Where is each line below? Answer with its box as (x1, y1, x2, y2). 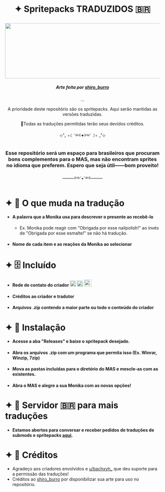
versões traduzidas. (62, 112, 103, 117)
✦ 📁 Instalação (5, 322, 66, 333)
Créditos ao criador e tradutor (12, 293, 75, 299)
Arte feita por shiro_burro (55, 84, 110, 90)
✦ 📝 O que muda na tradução (5, 198, 125, 208)
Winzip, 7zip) (12, 355, 40, 361)
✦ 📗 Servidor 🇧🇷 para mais (5, 400, 119, 411)
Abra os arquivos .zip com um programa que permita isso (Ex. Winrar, (12, 349, 157, 355)
